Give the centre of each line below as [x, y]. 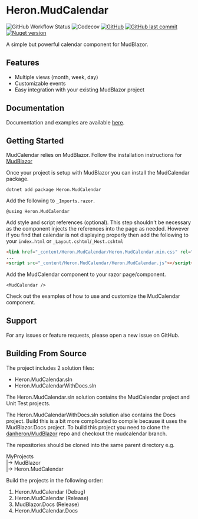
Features [23, 63]
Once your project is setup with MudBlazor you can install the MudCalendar [98, 173]
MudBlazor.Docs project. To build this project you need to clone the [88, 427]
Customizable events [40, 83]
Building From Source [47, 354]
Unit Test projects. [29, 403]
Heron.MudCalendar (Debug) [50, 492]
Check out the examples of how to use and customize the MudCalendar [93, 296]
